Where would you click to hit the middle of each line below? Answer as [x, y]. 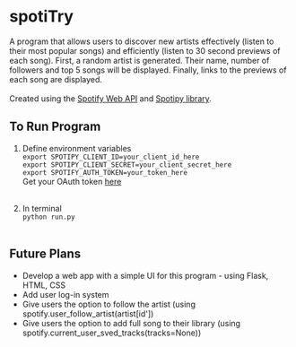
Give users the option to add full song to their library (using [131, 323]
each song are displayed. [56, 79]
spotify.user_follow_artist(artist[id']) [88, 313]
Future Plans [45, 254]
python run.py [48, 217]
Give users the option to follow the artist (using [109, 304]
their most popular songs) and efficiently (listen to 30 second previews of [145, 50]
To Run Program [55, 127]
